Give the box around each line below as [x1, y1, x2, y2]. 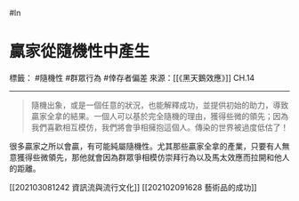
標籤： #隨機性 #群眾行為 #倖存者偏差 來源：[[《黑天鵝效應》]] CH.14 [9, 72, 255, 83]
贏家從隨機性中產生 [9, 42, 150, 61]
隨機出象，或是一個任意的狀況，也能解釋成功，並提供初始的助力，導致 [30, 100, 289, 110]
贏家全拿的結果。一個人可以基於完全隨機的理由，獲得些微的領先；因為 [30, 110, 289, 121]
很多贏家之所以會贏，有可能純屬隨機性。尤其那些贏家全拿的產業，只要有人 [9, 141, 282, 151]
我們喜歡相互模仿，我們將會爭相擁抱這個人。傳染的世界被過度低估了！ [30, 122, 289, 133]
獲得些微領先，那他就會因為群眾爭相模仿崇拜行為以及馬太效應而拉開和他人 [16, 151, 290, 163]
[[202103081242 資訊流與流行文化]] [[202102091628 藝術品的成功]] [9, 181, 257, 192]
